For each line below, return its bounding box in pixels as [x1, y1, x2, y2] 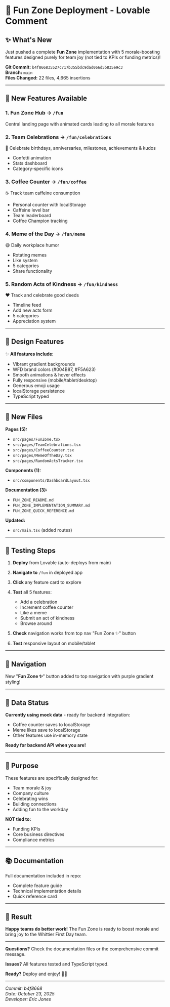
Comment [5, 15, 48, 27]
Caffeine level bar [12, 207, 50, 213]
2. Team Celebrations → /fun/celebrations [5, 134, 111, 141]
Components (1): [5, 467, 41, 473]
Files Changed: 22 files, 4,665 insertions [5, 75, 91, 80]
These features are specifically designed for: [5, 775, 99, 781]
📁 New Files [5, 412, 43, 422]
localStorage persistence [12, 388, 65, 394]
